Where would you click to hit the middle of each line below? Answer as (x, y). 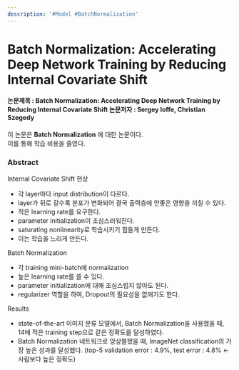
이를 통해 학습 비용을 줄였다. (46, 144)
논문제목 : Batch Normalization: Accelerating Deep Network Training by (114, 101)
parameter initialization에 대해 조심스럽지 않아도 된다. (93, 286)
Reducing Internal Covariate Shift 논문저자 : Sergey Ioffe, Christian (106, 110)
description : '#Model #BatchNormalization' (73, 14)
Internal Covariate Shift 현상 (48, 179)
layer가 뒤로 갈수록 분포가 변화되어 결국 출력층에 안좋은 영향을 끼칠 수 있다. (122, 203)
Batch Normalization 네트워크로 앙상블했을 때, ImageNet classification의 (121, 341)
